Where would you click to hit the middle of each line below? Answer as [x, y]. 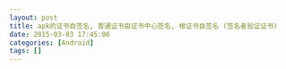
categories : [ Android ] [52, 43]
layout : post [34, 17]
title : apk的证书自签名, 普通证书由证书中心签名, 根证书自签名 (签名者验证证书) [143, 26]
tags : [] [26, 51]
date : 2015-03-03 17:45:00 [60, 34]
